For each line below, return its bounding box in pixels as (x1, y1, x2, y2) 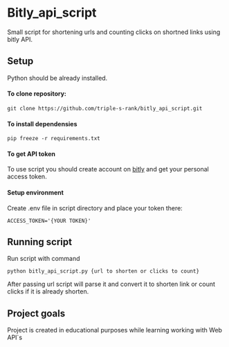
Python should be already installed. (7, 74, 108, 82)
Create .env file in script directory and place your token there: (7, 203, 183, 212)
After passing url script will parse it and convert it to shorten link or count (7, 280, 216, 289)
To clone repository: (7, 90, 67, 98)
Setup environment (7, 188, 64, 196)
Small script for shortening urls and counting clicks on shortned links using (7, 28, 221, 36)
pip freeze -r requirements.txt (7, 135, 100, 142)
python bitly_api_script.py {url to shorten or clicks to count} (7, 268, 199, 275)
